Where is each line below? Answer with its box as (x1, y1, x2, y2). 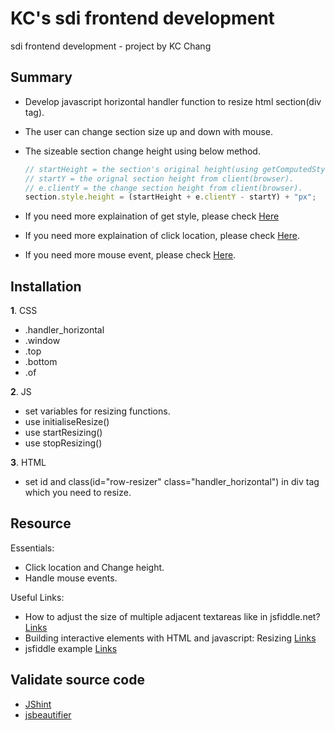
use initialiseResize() (24, 416, 110, 428)
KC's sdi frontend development (10, 7, 275, 30)
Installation (10, 278, 82, 295)
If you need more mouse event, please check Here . (24, 249, 237, 261)
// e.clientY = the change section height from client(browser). (24, 183, 303, 193)
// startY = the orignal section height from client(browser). (24, 173, 295, 184)
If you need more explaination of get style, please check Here (24, 210, 280, 222)
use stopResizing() (24, 437, 103, 449)
